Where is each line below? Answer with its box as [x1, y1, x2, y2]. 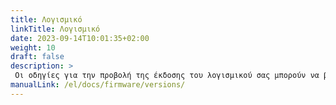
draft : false [10, 52, 65, 62]
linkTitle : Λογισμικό [10, 24, 101, 34]
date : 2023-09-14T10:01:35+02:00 [10, 33, 150, 43]
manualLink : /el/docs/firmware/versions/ [10, 80, 186, 90]
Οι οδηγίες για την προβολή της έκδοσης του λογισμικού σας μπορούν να [14, 71, 320, 81]
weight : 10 [10, 42, 56, 53]
